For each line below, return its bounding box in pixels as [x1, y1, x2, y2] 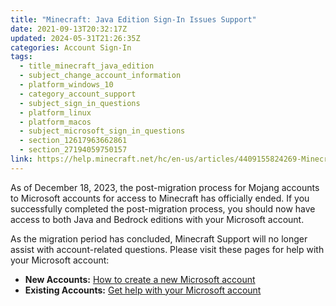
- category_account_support [19, 89, 137, 99]
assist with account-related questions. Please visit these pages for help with [10, 243, 325, 255]
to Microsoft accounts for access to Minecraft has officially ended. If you [10, 192, 310, 204]
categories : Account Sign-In [10, 42, 132, 53]
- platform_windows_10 [19, 80, 114, 90]
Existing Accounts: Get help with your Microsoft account [24, 284, 262, 296]
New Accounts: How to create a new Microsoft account [24, 273, 256, 285]
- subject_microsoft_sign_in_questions [19, 126, 186, 136]
